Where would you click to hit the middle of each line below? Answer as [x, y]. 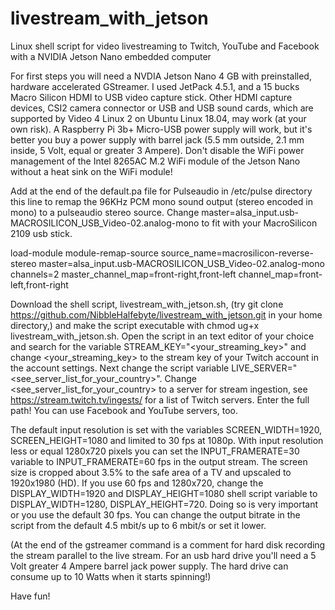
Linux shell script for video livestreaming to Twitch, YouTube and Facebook [165, 46]
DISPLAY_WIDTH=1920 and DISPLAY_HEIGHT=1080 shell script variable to [164, 493]
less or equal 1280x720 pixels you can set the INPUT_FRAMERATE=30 [155, 451]
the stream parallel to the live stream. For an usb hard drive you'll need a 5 [163, 555]
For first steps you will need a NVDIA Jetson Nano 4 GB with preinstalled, [161, 76]
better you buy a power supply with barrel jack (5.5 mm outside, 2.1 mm [157, 139]
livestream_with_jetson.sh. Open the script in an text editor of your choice [162, 336]
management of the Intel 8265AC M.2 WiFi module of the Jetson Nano [155, 161]
